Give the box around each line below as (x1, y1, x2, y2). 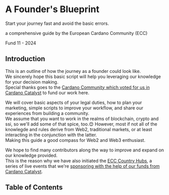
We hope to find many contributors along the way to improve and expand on (5, 147, 164, 153)
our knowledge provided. (5, 152, 58, 158)
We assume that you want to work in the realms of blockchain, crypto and (5, 115, 159, 122)
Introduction (5, 55, 46, 63)
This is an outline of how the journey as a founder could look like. (5, 68, 141, 74)
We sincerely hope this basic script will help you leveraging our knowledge (5, 73, 161, 80)
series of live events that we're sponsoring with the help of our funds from (5, 163, 160, 169)
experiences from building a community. (5, 110, 90, 116)
